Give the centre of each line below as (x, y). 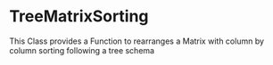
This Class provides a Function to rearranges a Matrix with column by (137, 41)
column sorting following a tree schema (82, 50)
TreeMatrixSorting (79, 16)
